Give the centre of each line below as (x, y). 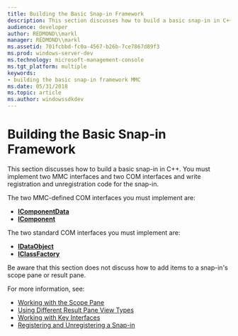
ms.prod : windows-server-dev (50, 54)
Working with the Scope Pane (61, 302)
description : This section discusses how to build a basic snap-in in (114, 21)
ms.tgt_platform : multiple (47, 66)
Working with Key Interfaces (59, 317)
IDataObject (36, 246)
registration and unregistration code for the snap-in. (83, 184)
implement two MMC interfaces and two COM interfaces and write (104, 176)
